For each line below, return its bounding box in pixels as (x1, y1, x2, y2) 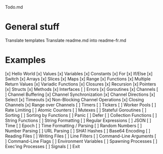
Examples (5, 55, 46, 66)
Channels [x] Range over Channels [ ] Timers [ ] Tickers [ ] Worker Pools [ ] (5, 102, 156, 108)
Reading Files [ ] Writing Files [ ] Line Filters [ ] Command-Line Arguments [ (5, 133, 157, 139)
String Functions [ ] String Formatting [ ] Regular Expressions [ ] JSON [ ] (5, 117, 151, 123)
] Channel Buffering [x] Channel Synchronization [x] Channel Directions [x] (5, 91, 155, 97)
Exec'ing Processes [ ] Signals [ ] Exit (5, 143, 80, 149)
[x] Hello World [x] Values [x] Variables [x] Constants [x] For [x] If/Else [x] (5, 70, 153, 76)
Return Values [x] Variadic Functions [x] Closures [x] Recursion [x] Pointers (5, 81, 156, 87)
